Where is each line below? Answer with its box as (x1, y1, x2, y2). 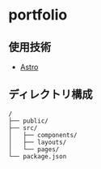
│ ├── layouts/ (8, 138, 67, 146)
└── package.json (8, 152, 67, 160)
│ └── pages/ (8, 145, 60, 154)
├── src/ (8, 123, 38, 132)
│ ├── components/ (8, 131, 78, 139)
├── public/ (8, 116, 48, 125)
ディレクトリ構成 (8, 88, 93, 102)
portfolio (8, 6, 68, 24)
